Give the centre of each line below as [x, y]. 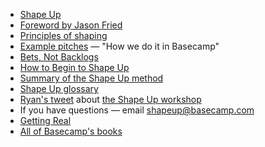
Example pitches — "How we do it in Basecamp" [119, 46]
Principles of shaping [63, 35]
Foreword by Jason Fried [71, 25]
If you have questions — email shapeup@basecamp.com [137, 110]
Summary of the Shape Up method [91, 78]
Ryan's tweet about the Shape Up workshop [110, 99]
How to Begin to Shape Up [74, 67]
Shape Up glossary [59, 88]
